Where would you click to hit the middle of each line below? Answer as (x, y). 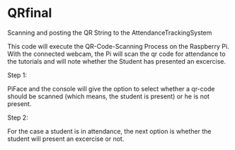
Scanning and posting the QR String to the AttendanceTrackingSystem (110, 33)
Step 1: (17, 75)
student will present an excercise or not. (66, 139)
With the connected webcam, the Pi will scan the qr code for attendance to (116, 54)
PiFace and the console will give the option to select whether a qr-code (111, 88)
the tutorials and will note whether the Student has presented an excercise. (117, 61)
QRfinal (30, 13)
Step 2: (18, 117)
